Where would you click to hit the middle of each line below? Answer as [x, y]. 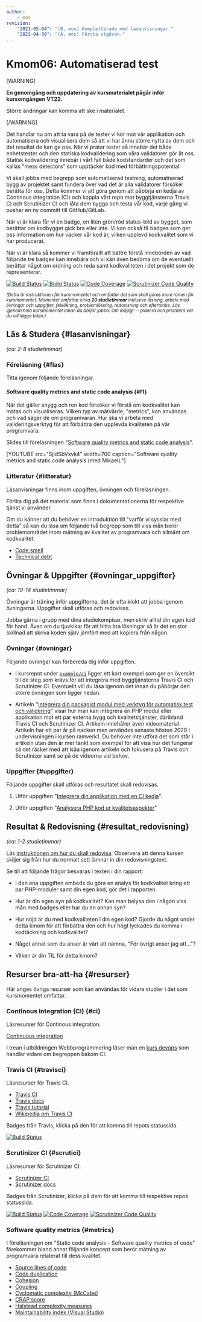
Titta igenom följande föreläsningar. [50, 378]
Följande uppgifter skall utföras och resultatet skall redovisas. [82, 785]
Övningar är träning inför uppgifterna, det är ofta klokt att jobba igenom [95, 602]
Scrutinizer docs [35, 1184]
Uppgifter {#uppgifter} [40, 771]
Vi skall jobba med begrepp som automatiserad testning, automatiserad [95, 178]
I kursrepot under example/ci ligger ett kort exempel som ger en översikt [105, 673]
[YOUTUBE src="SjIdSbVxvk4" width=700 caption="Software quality [92, 454]
